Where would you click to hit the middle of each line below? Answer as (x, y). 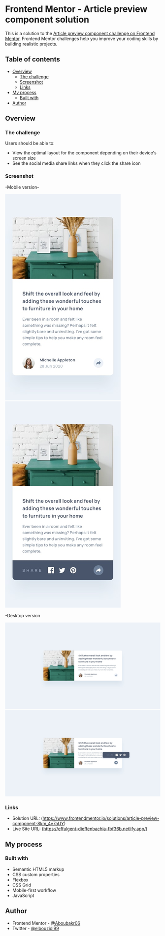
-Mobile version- (22, 187)
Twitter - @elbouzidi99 (35, 928)
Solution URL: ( (27, 818)
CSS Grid (21, 885)
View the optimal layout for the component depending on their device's (84, 153)
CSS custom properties (36, 874)
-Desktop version (23, 615)
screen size (24, 158)
